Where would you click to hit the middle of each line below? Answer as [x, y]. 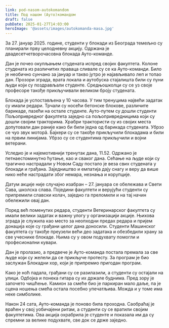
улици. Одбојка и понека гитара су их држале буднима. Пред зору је [80, 278]
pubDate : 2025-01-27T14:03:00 [37, 24]
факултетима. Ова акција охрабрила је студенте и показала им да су [80, 315]
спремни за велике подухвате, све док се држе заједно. [66, 320]
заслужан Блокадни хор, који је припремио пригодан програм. [74, 263]
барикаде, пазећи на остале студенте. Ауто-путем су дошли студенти [81, 111]
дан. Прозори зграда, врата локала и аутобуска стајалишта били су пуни [84, 80]
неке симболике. [24, 294]
